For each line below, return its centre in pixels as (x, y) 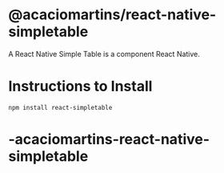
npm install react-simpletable (60, 107)
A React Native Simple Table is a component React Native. (104, 54)
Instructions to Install (80, 86)
